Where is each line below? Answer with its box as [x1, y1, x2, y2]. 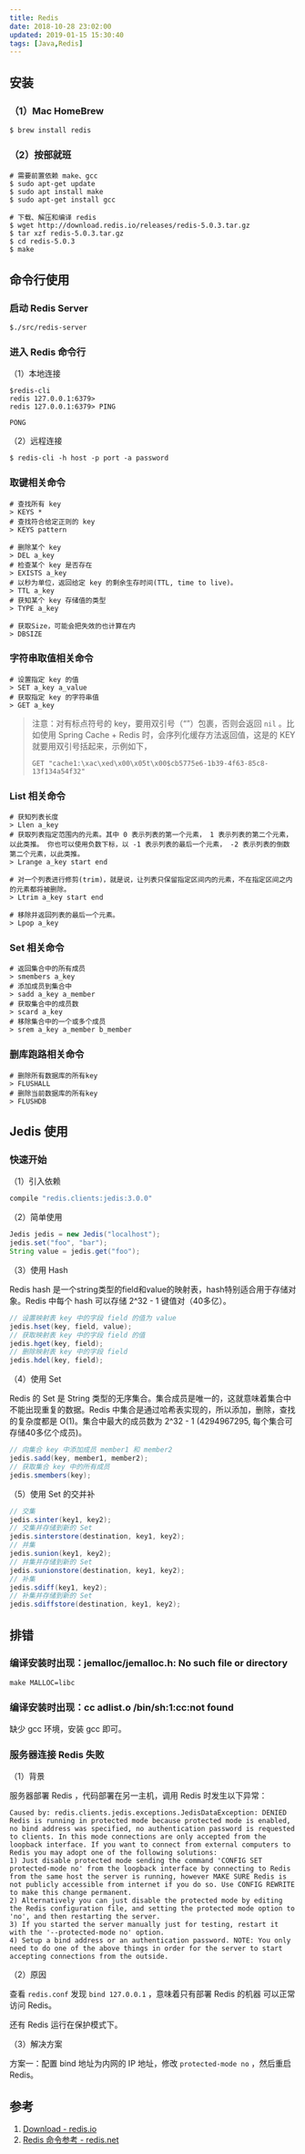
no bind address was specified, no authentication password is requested [9, 1825, 296, 1834]
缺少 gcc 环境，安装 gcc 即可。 [9, 1724, 127, 1735]
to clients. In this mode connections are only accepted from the [9, 1832, 267, 1842]
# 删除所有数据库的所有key [9, 1071, 98, 1081]
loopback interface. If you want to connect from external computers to [9, 1840, 291, 1849]
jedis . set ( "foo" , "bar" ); [9, 1238, 107, 1248]
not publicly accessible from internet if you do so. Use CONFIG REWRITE [9, 1880, 296, 1890]
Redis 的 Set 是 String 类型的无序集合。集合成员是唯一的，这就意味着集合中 [9, 1393, 291, 1404]
